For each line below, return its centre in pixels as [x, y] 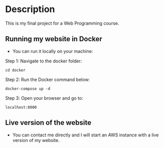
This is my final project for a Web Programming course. [62, 23]
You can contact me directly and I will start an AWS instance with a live [86, 135]
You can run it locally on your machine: [53, 51]
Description [30, 9]
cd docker [16, 70]
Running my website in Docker [54, 39]
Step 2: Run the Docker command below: [48, 80]
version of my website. [36, 140]
